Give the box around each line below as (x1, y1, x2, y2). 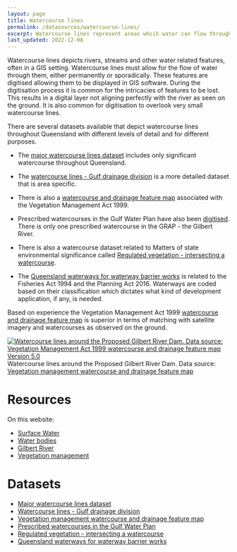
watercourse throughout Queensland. (17, 158, 127, 167)
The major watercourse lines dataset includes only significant (17, 151, 197, 160)
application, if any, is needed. (17, 295, 104, 303)
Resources (7, 392, 72, 408)
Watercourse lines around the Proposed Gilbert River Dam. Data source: (7, 360, 217, 368)
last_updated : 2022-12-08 (7, 37, 83, 44)
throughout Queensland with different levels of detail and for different (7, 130, 209, 139)
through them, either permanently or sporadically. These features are (7, 71, 208, 80)
